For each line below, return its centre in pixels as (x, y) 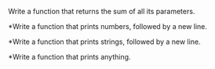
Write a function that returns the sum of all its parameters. (102, 11)
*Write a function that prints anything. (69, 57)
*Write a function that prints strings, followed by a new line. (105, 42)
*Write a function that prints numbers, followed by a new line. (108, 26)
